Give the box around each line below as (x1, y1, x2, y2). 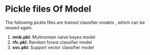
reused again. (5, 24, 33, 30)
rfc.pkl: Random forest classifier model (12, 39, 92, 45)
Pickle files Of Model (5, 3, 91, 15)
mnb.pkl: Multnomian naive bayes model (12, 34, 96, 40)
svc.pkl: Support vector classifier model (12, 44, 94, 50)
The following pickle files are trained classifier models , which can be (5, 19, 145, 25)
